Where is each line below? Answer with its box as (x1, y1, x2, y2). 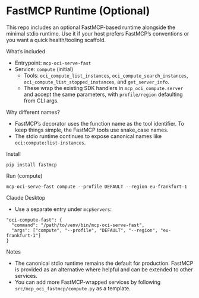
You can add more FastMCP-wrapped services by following (14, 278, 161, 286)
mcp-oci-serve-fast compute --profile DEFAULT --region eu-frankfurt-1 (6, 184, 187, 190)
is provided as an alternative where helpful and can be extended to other (14, 265, 193, 273)
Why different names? (6, 108, 61, 116)
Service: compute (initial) (14, 65, 74, 72)
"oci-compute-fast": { (6, 217, 62, 223)
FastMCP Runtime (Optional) (6, 4, 150, 18)
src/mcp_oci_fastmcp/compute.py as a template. (14, 284, 131, 291)
